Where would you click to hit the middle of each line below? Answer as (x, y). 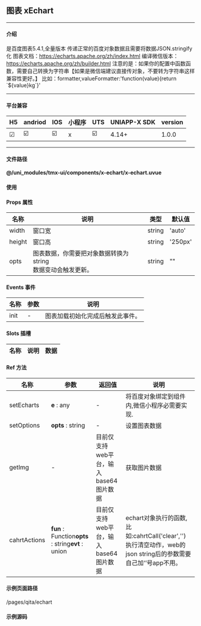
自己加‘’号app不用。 (153, 562)
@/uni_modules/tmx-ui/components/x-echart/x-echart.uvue (84, 173)
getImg (19, 467)
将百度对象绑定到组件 (156, 396)
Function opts (70, 536)
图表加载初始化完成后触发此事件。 (93, 316)
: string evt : (67, 543)
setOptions (25, 425)
